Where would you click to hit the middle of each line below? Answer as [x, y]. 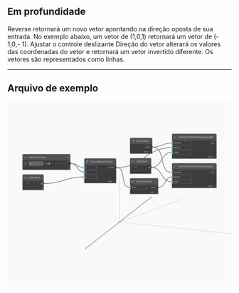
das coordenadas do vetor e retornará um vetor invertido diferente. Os [110, 51]
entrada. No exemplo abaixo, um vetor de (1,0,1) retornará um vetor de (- [113, 36]
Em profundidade [47, 12]
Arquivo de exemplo [53, 88]
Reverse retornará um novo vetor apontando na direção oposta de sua [110, 29]
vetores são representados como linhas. [66, 59]
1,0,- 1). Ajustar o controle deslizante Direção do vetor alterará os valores [114, 44]
